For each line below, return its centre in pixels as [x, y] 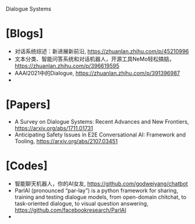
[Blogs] [24, 34]
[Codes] [27, 166]
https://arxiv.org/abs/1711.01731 [54, 128]
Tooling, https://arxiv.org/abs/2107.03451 [66, 141]
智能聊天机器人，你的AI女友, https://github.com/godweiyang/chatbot [101, 184]
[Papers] [28, 105]
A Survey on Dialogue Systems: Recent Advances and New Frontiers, [102, 121]
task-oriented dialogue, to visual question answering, [81, 203]
